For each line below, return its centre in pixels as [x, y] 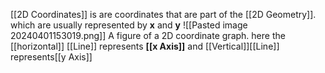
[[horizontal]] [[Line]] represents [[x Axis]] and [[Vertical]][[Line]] [145, 46]
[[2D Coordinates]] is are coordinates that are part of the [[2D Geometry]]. [163, 14]
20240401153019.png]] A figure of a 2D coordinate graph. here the [148, 35]
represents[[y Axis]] [51, 57]
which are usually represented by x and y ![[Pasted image [129, 25]
